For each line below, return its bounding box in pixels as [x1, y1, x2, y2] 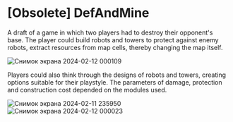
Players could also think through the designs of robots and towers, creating [7, 71, 226, 79]
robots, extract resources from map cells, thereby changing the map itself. [7, 43, 224, 51]
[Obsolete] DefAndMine [7, 5, 150, 21]
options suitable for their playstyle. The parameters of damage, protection [7, 78, 222, 86]
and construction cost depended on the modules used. [7, 85, 167, 94]
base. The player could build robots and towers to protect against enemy [7, 35, 219, 44]
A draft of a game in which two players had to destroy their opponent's [7, 28, 213, 37]
